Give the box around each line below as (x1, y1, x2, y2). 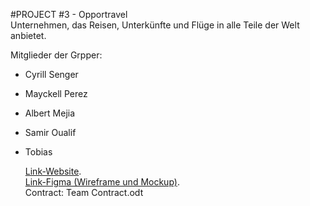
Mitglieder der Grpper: (10, 49, 103, 61)
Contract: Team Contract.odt (24, 187, 144, 198)
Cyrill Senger (24, 69, 79, 80)
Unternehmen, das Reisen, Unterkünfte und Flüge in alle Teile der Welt (10, 19, 300, 31)
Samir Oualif (24, 127, 77, 138)
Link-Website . (24, 165, 82, 177)
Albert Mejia (24, 107, 76, 119)
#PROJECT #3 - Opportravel (10, 9, 128, 20)
